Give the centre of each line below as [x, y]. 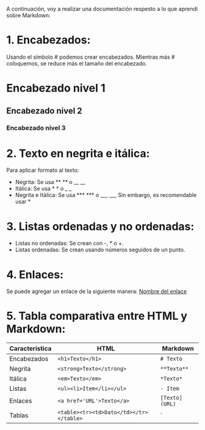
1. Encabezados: [49, 40]
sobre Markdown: [28, 15]
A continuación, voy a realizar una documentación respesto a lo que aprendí [102, 9]
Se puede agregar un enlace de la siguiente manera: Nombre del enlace [97, 291]
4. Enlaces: [35, 274]
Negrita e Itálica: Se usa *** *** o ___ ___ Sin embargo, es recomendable [106, 195]
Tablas [19, 415]
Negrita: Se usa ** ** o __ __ [50, 182]
